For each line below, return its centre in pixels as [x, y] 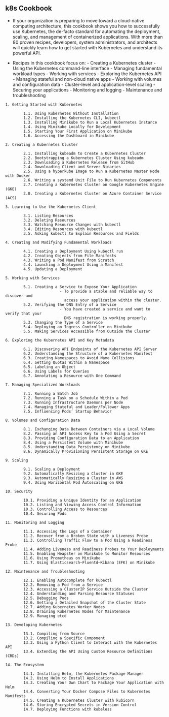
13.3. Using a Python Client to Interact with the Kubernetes [90, 642]
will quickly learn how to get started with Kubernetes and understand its [88, 47]
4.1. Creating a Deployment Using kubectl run [73, 251]
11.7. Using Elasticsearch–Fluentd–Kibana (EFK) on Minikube [89, 563]
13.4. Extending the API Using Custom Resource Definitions [88, 651]
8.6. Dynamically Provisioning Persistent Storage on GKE [86, 451]
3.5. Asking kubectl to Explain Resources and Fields [81, 233]
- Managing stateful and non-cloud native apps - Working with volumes [87, 79]
